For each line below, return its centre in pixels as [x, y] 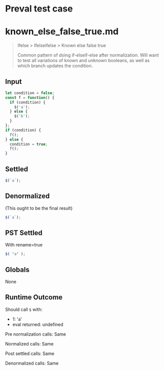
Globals [17, 270]
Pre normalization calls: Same [36, 334]
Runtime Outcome [34, 297]
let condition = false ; [30, 93]
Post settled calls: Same [30, 353]
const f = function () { [30, 97]
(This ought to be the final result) [39, 208]
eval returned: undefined [38, 324]
